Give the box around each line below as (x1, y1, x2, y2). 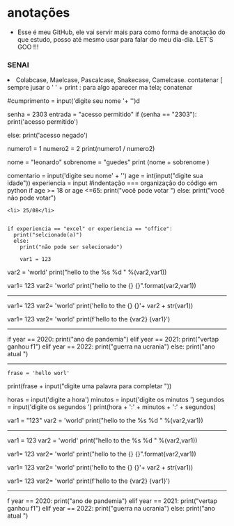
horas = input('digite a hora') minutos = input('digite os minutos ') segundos (7, 395, 225, 404)
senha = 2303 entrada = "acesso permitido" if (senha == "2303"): (7, 110, 197, 119)
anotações (7, 5, 70, 21)
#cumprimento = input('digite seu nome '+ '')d (7, 97, 141, 105)
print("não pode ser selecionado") (19, 244, 123, 251)
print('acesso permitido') (7, 118, 79, 126)
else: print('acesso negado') (7, 131, 88, 140)
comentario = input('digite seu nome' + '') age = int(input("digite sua (7, 172, 203, 180)
